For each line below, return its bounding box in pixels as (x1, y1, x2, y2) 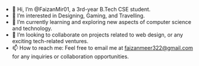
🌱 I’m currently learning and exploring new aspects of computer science (11, 19, 192, 25)
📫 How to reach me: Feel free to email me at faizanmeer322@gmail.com (11, 44, 194, 51)
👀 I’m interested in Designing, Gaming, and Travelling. (11, 12, 145, 19)
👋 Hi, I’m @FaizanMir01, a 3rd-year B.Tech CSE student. (11, 6, 151, 13)
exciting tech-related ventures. (11, 38, 89, 44)
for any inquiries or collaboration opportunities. (11, 53, 129, 60)
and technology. (11, 25, 52, 32)
